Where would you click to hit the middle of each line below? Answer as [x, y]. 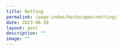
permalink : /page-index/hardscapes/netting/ [62, 17]
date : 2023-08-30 [27, 22]
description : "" [26, 33]
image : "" [18, 39]
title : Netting [25, 11]
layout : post [22, 28]
